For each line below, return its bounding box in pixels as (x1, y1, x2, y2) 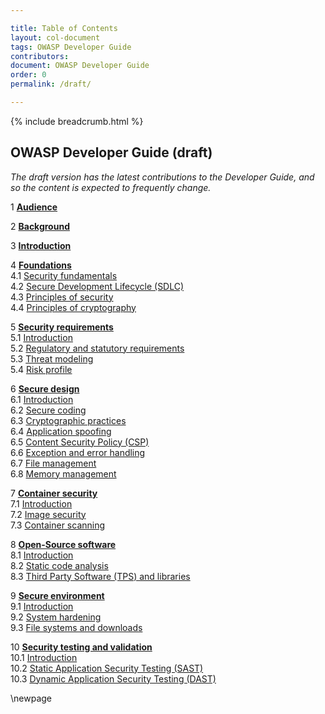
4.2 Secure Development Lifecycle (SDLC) (10, 280, 185, 292)
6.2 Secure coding (10, 404, 87, 416)
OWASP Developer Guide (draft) (10, 144, 213, 161)
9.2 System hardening (10, 611, 102, 623)
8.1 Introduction (10, 549, 74, 561)
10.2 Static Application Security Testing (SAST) (10, 662, 204, 674)
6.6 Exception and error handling (10, 446, 146, 458)
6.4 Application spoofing (10, 425, 112, 437)
